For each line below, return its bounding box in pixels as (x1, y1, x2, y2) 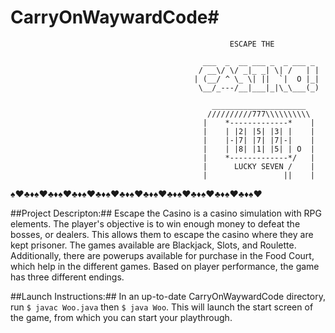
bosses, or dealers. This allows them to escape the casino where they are (10, 228, 314, 240)
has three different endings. (10, 271, 125, 283)
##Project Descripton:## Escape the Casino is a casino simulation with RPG (10, 207, 322, 219)
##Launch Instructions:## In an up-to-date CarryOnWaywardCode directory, (10, 290, 326, 302)
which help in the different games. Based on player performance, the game (10, 260, 320, 272)
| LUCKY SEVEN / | (202, 161, 315, 171)
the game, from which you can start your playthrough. (10, 311, 233, 323)
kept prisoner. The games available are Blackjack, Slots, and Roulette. (10, 239, 297, 251)
